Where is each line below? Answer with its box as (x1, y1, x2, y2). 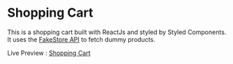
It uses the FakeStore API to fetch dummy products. (7, 35, 156, 43)
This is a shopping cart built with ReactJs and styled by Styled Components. (7, 28, 227, 36)
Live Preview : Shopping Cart (7, 49, 91, 57)
